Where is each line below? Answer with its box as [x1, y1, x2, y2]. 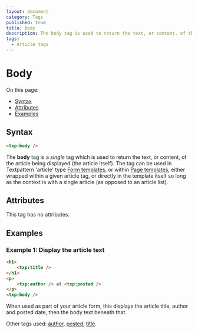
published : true [6, 19, 46, 25]
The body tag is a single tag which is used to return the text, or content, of [6, 154, 187, 161]
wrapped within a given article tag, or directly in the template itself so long [6, 172, 186, 179]
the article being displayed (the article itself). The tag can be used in [6, 159, 172, 166]
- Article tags [11, 42, 49, 48]
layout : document [6, 8, 49, 15]
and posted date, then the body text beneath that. [6, 309, 127, 316]
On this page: [6, 86, 39, 93]
